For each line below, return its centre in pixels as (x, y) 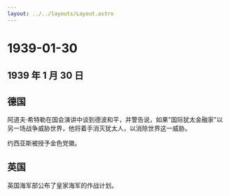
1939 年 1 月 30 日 (45, 76)
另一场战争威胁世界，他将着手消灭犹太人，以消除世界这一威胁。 (99, 128)
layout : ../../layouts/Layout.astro (60, 14)
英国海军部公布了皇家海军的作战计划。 (62, 185)
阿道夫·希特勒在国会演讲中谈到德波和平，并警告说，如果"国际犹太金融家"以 (115, 120)
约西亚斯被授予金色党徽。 (44, 143)
